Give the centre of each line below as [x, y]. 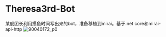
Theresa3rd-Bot [40, 9]
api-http [14, 29]
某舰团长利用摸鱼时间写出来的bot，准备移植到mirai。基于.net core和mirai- [83, 23]
